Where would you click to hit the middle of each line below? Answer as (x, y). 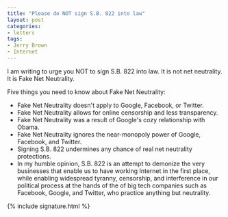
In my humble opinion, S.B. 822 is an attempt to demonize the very (111, 163)
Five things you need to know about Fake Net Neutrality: (86, 92)
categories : (24, 26)
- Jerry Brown (27, 45)
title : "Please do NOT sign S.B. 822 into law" (76, 13)
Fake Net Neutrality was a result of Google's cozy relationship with (111, 119)
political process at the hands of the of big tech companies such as (112, 185)
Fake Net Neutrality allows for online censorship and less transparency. (117, 112)
